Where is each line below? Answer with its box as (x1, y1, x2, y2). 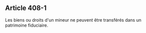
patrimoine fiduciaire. (5, 22, 48, 28)
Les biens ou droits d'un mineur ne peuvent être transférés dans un (5, 17, 142, 23)
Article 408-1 (5, 4, 47, 12)
